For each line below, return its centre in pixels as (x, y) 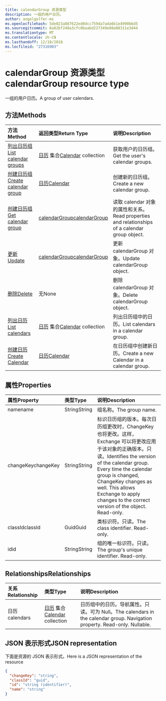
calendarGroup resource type (67, 84)
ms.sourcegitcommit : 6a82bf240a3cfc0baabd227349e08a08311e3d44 (72, 28)
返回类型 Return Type (63, 134)
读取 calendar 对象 (134, 202)
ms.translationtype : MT (30, 33)
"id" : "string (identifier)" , (41, 685)
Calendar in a (128, 360)
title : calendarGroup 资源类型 (36, 10)
